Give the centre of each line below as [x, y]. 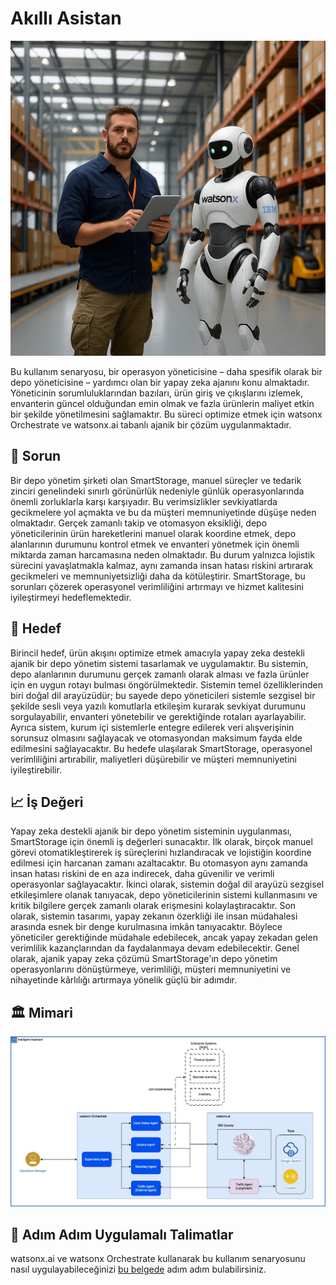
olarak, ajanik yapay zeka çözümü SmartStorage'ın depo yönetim [144, 959]
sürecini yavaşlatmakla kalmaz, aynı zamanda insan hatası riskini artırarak [162, 565]
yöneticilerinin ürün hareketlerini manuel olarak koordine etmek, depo [153, 533]
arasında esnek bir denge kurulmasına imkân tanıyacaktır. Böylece [146, 927]
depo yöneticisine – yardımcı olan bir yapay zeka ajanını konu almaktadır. [160, 382]
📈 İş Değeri [47, 802]
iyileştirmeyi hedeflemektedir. [71, 597]
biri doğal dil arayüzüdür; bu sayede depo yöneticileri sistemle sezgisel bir [163, 695]
